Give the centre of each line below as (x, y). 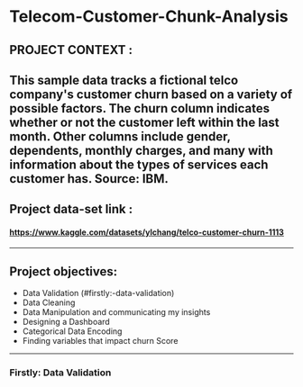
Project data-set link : (71, 209)
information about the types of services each (139, 164)
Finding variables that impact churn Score (100, 341)
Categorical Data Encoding (72, 331)
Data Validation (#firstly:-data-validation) (98, 293)
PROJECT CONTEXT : (71, 50)
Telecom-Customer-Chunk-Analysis (149, 17)
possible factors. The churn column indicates (140, 108)
